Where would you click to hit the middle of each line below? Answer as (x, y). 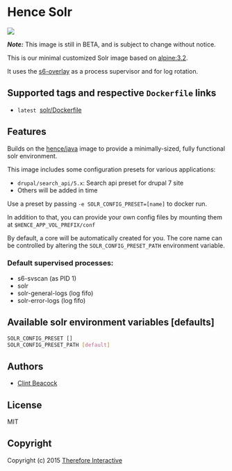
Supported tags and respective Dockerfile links (112, 93)
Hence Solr (40, 12)
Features (27, 132)
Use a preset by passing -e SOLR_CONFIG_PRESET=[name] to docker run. (107, 204)
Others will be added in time (58, 190)
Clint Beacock (37, 383)
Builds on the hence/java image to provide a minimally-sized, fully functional (116, 148)
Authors (25, 366)
